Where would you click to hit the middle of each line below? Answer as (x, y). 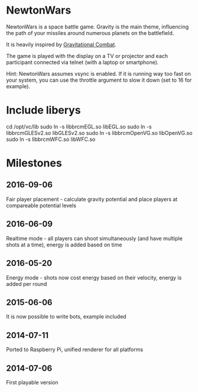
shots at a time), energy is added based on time (64, 245)
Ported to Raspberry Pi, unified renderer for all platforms (75, 349)
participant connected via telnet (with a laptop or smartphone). (82, 62)
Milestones (34, 163)
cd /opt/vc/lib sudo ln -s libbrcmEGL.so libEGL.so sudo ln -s (79, 126)
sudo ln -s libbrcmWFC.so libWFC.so (51, 139)
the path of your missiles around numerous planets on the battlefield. (90, 33)
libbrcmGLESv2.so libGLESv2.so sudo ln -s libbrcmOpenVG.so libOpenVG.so (99, 133)
